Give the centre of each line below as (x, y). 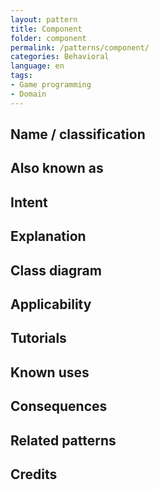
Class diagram (56, 270)
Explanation (48, 236)
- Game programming (51, 85)
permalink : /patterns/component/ (80, 47)
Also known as (57, 168)
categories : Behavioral (60, 57)
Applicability (51, 304)
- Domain (28, 94)
